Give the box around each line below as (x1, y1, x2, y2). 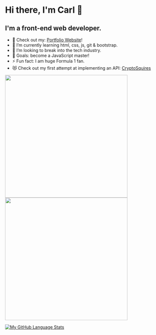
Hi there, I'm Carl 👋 (5, 4, 83, 16)
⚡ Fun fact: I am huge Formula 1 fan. (12, 58, 85, 64)
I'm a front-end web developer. (5, 24, 102, 32)
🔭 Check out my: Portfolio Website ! (12, 37, 83, 43)
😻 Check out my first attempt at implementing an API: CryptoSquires (12, 65, 151, 71)
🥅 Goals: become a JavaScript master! (12, 52, 89, 58)
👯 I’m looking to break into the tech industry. (12, 48, 101, 53)
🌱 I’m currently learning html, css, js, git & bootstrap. (12, 42, 118, 48)
